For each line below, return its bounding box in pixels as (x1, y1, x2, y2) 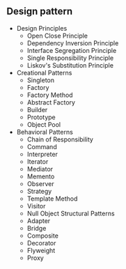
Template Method (26, 194, 78, 203)
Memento (26, 172, 55, 180)
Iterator (26, 157, 49, 166)
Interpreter (26, 150, 58, 158)
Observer (26, 179, 54, 187)
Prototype (26, 113, 56, 121)
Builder (26, 105, 48, 114)
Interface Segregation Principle (26, 46, 117, 54)
